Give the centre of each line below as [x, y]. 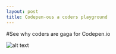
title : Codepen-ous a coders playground [57, 17]
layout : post [22, 11]
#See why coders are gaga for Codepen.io [58, 33]
